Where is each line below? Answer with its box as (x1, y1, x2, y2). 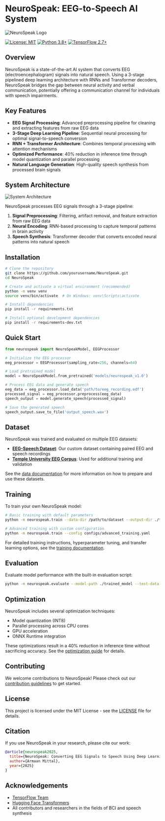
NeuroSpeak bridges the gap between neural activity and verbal (5, 82, 135, 88)
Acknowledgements (5, 781, 68, 790)
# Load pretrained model (5, 369, 56, 374)
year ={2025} (9, 764, 34, 768)
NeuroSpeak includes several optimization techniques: (5, 608, 115, 614)
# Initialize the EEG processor (5, 355, 71, 361)
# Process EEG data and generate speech (5, 382, 89, 388)
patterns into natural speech (12, 239, 70, 245)
